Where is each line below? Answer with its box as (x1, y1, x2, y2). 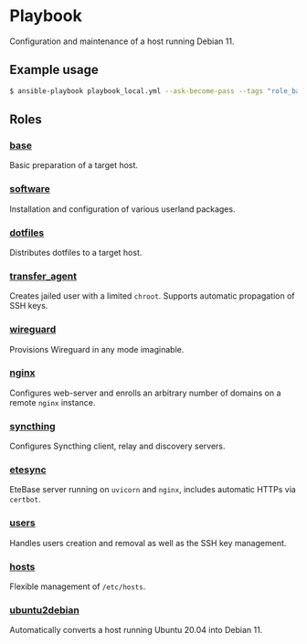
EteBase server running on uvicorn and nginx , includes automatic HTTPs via (9, 484, 297, 495)
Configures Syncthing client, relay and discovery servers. (9, 440, 226, 452)
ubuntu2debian (9, 604, 79, 617)
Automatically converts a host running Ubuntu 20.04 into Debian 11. (9, 625, 263, 636)
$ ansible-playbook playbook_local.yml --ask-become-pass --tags (9, 86, 263, 96)
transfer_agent (9, 269, 78, 282)
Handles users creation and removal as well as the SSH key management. (9, 537, 287, 548)
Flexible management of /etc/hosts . (9, 581, 146, 592)
